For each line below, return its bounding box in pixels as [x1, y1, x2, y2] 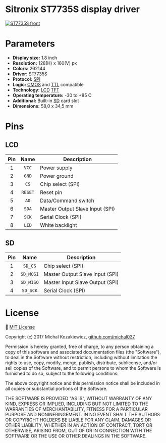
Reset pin [40, 188, 63, 195]
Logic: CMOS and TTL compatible [12, 81, 84, 87]
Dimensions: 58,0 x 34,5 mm [12, 103, 74, 109]
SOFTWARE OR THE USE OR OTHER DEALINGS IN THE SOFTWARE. [5, 433, 147, 439]
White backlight [40, 221, 77, 228]
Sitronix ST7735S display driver [5, 4, 140, 15]
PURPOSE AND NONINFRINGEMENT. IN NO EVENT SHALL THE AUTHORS [5, 411, 160, 417]
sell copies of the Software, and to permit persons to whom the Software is [5, 365, 161, 371]
